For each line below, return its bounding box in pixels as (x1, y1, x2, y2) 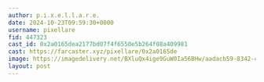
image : (8, 55, 30, 63)
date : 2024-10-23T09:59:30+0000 (8, 19, 114, 27)
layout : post (8, 62, 51, 70)
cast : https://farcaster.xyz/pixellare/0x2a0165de (8, 48, 178, 55)
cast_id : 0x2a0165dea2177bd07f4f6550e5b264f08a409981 (8, 41, 189, 48)
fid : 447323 (8, 33, 47, 41)
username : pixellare (8, 26, 76, 34)
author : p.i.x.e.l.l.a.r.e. (8, 11, 101, 20)
